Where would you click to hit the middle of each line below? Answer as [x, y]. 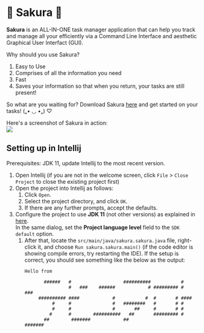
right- [184, 240]
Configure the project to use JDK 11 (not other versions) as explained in [105, 214]
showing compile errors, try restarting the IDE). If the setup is [101, 253]
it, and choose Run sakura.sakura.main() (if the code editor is [115, 247]
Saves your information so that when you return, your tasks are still [100, 86]
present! [26, 92]
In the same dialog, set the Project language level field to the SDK [97, 227]
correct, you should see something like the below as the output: [105, 260]
